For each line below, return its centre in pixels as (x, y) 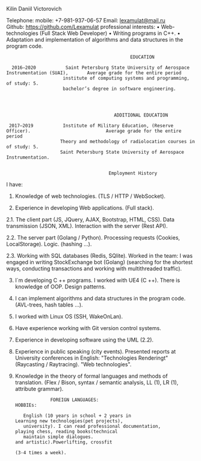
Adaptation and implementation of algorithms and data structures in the (95, 40)
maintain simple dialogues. (58, 437)
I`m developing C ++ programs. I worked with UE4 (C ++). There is (97, 280)
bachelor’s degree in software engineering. (119, 89)
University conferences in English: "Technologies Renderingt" (91, 358)
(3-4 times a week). (41, 453)
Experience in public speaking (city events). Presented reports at (95, 351)
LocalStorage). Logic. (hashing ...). (49, 244)
